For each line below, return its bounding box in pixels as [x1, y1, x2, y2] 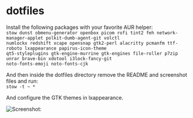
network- [156, 29, 178, 36]
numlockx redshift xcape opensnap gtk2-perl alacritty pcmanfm [6, 40, 165, 46]
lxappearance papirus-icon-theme [24, 45, 107, 51]
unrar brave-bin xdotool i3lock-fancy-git [6, 55, 112, 61]
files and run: [6, 77, 38, 84]
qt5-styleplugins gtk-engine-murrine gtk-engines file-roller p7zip [6, 50, 178, 57]
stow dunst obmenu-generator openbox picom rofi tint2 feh [6, 29, 155, 36]
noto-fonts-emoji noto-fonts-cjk [6, 61, 89, 67]
